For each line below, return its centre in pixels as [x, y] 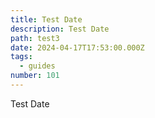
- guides [37, 66]
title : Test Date [46, 19]
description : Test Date [60, 29]
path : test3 [35, 38]
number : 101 [35, 76]
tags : [21, 57]
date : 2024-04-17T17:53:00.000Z [77, 47]
